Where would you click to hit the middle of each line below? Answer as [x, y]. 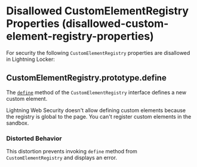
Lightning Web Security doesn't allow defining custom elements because [96, 110]
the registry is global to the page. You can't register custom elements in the [99, 116]
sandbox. [18, 123]
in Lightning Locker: [30, 59]
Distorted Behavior [34, 138]
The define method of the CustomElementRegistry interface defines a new [96, 92]
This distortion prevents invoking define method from [72, 151]
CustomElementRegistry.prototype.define [87, 78]
